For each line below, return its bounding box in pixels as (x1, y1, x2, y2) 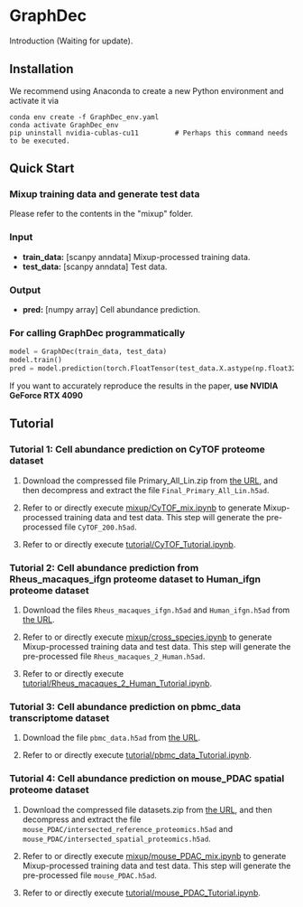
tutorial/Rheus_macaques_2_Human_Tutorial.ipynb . (22, 678, 213, 688)
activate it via (9, 95, 60, 106)
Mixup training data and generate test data (9, 188, 200, 201)
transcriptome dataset (9, 711, 110, 724)
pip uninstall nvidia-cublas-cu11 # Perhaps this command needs (9, 128, 289, 137)
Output (9, 284, 41, 296)
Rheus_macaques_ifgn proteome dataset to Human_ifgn (9, 573, 262, 585)
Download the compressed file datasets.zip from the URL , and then (22, 804, 272, 815)
